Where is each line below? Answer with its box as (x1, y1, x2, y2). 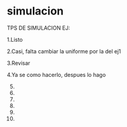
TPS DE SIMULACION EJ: (7, 24, 70, 31)
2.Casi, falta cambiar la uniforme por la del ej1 (7, 47, 121, 55)
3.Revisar (7, 59, 30, 67)
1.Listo (7, 36, 23, 43)
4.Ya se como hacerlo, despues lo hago (7, 71, 106, 78)
